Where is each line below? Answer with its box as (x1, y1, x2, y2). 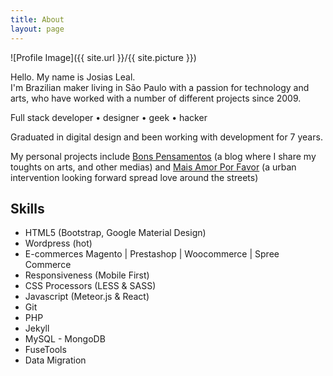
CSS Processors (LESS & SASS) (24, 280, 157, 292)
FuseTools (24, 344, 67, 356)
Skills (10, 200, 45, 217)
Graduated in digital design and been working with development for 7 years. (10, 131, 323, 143)
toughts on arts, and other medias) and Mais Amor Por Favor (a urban (10, 161, 297, 173)
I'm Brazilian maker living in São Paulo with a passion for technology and (10, 81, 310, 93)
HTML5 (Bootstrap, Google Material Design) (24, 227, 207, 239)
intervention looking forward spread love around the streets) (10, 171, 259, 183)
